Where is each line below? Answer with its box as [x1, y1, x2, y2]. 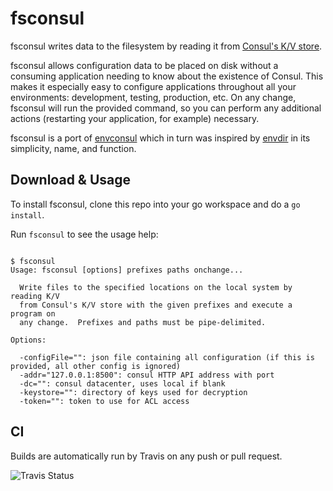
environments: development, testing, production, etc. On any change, [10, 91, 297, 103]
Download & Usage [10, 172, 132, 189]
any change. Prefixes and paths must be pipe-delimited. [19, 317, 267, 327]
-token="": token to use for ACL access [19, 396, 190, 406]
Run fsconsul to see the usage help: [10, 228, 159, 240]
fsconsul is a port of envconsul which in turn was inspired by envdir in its [10, 132, 311, 144]
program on [10, 308, 56, 319]
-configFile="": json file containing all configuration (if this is [19, 352, 315, 362]
